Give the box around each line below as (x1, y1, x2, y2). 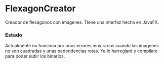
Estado (5, 32, 23, 38)
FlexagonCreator (5, 3, 76, 14)
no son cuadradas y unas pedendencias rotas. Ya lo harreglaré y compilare (5, 48, 158, 54)
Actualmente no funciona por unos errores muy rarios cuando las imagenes (5, 43, 159, 49)
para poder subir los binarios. (5, 53, 65, 59)
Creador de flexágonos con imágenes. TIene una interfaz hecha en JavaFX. (5, 19, 159, 25)
